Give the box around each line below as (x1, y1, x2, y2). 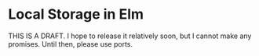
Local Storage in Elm (8, 5, 144, 23)
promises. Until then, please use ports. (8, 39, 133, 48)
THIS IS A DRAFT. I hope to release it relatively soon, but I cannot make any (8, 31, 252, 40)
